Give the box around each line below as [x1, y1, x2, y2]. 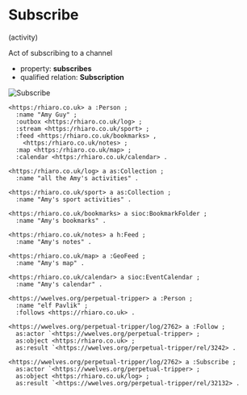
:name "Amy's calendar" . [15, 280, 103, 288]
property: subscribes [19, 63, 92, 74]
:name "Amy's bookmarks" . [15, 216, 107, 225]
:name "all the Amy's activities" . [15, 174, 139, 183]
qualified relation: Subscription [19, 72, 124, 82]
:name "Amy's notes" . [15, 237, 92, 246]
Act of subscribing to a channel [8, 48, 113, 57]
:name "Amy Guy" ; [15, 111, 78, 119]
